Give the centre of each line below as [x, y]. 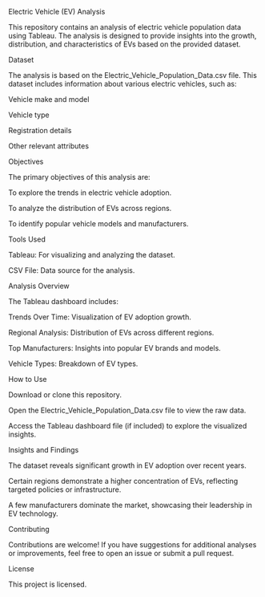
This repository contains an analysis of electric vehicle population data [125, 27]
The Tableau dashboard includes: [63, 301]
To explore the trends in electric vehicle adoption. [90, 193]
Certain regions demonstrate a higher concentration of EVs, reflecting [123, 481]
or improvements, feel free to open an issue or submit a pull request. [121, 553]
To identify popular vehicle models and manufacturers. [98, 223]
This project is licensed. [48, 584]
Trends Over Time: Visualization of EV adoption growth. [100, 317]
